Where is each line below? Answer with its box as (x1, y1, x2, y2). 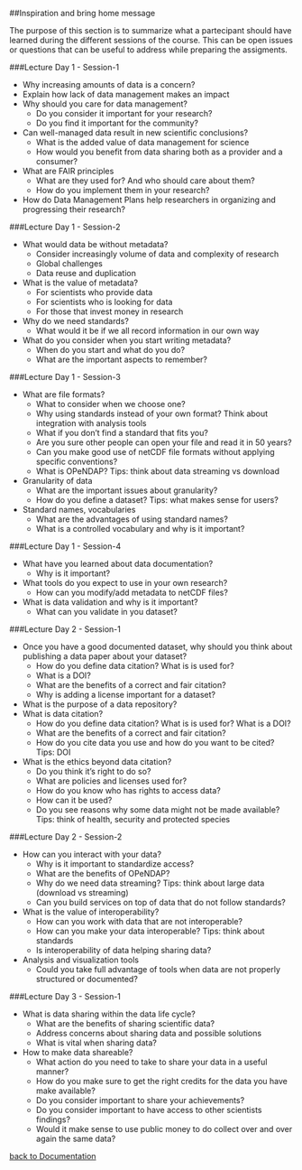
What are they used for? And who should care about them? (35, 175, 255, 186)
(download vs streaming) (35, 887, 129, 897)
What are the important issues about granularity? (35, 485, 218, 496)
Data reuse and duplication (35, 268, 137, 278)
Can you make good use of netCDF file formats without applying (35, 447, 275, 457)
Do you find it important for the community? (35, 117, 198, 128)
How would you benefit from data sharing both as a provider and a (35, 146, 283, 157)
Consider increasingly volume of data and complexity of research (35, 248, 279, 259)
